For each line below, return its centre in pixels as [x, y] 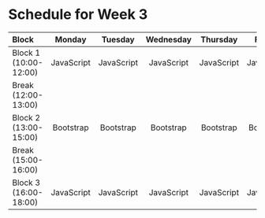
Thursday [219, 39]
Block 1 [26, 53]
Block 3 [26, 183]
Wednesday [168, 39]
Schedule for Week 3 [78, 15]
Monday [71, 39]
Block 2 [26, 117]
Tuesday [118, 39]
